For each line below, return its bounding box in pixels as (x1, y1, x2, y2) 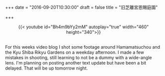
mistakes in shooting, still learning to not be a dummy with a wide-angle (5, 55, 152, 61)
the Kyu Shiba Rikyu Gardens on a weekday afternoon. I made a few (5, 49, 144, 55)
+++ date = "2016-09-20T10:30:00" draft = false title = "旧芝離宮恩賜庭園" (5, 4, 158, 10)
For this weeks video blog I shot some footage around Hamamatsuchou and (5, 44, 161, 50)
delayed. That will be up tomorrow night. (5, 65, 88, 71)
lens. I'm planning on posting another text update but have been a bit (5, 60, 147, 66)
